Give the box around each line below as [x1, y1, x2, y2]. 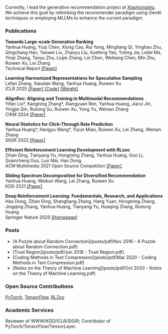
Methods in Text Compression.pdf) [12, 259, 85, 265]
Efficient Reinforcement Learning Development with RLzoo [5, 147, 130, 153]
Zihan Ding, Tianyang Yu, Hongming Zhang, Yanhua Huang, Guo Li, [5, 152, 144, 158]
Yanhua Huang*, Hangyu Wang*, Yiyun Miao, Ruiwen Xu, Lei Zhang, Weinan [5, 126, 161, 132]
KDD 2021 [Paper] [5, 183, 43, 190]
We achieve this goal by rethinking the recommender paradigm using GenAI [5, 10, 161, 16]
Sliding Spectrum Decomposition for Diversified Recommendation [5, 173, 146, 179]
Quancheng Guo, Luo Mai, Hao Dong [5, 157, 81, 163]
